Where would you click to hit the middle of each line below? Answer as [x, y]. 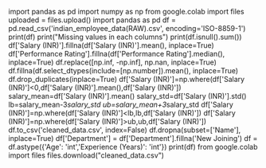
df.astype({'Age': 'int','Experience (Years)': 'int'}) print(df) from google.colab [133, 147]
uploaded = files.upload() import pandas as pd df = [92, 20]
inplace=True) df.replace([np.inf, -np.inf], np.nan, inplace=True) [113, 62]
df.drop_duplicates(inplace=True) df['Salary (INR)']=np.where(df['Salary [127, 79]
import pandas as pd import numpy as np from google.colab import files [126, 12]
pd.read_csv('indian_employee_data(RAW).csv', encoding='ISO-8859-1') [127, 28]
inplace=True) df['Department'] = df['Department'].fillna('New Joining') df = [133, 138]
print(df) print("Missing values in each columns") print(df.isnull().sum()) [125, 37]
